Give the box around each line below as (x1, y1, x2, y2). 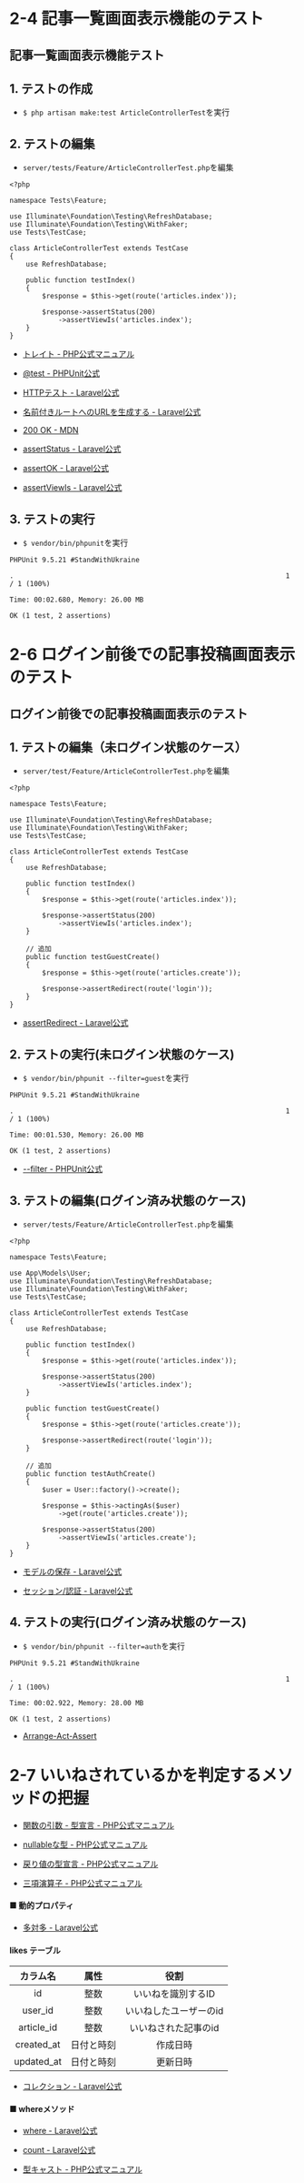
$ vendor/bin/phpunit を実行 (22, 538, 129, 549)
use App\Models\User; (9, 1268, 92, 1278)
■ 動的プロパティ (9, 1900, 74, 1911)
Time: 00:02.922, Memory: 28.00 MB (9, 1698, 144, 1707)
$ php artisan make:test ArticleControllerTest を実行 (22, 106, 230, 118)
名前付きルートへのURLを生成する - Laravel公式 (22, 407, 201, 418)
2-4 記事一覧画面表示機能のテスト (9, 8, 265, 29)
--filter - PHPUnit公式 (22, 1164, 103, 1175)
